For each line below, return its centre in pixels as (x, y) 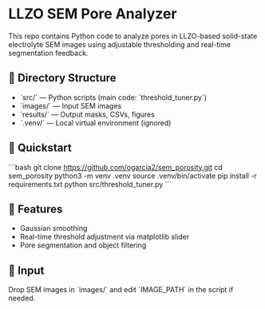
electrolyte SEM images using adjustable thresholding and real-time (120, 44)
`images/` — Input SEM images (71, 105)
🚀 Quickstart (40, 148)
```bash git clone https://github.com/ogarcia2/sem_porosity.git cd (116, 167)
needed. (22, 298)
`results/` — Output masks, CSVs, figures (87, 114)
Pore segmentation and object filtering (83, 245)
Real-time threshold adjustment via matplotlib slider (105, 237)
